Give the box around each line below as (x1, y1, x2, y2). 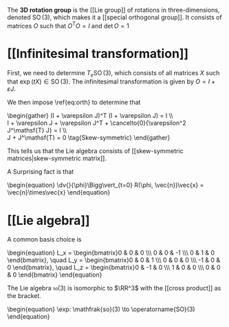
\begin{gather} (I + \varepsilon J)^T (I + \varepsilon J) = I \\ (7, 112, 173, 120)
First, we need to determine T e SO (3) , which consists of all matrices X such (7, 68, 220, 79)
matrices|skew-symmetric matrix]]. (7, 155, 107, 163)
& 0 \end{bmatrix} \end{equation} (7, 270, 102, 279)
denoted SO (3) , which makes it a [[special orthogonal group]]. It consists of (7, 13, 222, 21)
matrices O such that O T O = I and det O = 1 (7, 21, 129, 30)
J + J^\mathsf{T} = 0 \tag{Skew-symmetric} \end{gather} (7, 134, 171, 142)
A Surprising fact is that (7, 168, 74, 176)
